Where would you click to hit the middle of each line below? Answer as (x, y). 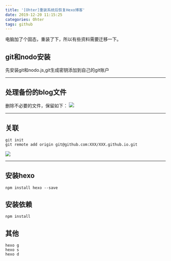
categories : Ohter (25, 19)
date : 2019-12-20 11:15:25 (34, 15)
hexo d (12, 254)
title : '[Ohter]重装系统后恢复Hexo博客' (45, 10)
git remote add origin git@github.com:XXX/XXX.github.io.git (72, 144)
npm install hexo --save (32, 188)
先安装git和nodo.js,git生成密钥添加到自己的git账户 (57, 70)
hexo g (12, 245)
